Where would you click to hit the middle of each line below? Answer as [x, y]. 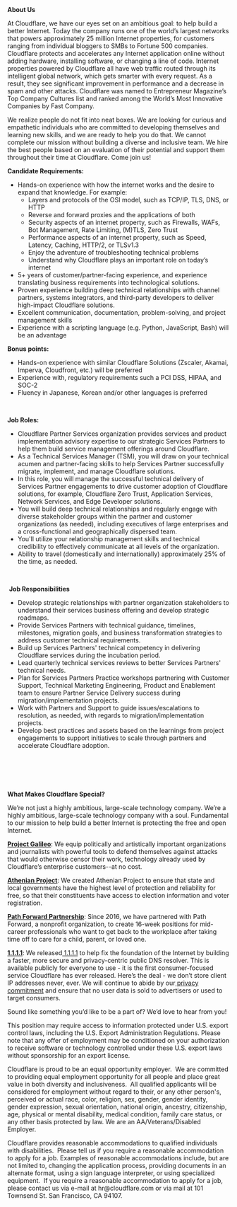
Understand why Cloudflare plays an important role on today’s [118, 260]
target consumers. [34, 998]
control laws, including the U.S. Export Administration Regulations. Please [114, 1033]
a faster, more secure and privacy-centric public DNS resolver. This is [108, 960]
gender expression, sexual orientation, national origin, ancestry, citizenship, [117, 1107]
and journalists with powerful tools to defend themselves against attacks [113, 851]
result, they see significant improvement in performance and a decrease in [116, 83]
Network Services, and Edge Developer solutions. [90, 501]
